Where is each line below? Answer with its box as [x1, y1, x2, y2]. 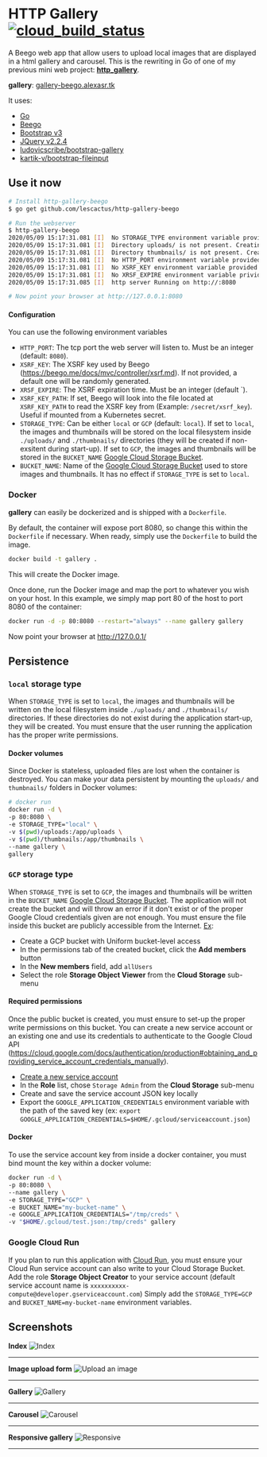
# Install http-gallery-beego [8, 197, 109, 205]
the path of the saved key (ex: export [19, 1106, 141, 1115]
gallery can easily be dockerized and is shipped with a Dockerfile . [8, 507, 227, 517]
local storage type [8, 678, 82, 689]
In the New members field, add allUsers [19, 961, 153, 971]
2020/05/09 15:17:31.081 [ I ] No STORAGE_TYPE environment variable [8, 234, 240, 242]
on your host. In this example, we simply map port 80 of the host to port [8, 593, 244, 603]
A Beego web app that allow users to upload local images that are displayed [8, 48, 257, 57]
